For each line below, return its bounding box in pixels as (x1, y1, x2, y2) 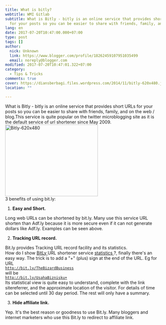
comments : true (5, 76, 37, 81)
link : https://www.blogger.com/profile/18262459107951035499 (9, 53, 138, 58)
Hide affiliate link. (12, 299, 49, 305)
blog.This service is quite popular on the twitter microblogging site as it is (5, 114, 155, 120)
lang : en (5, 26, 23, 31)
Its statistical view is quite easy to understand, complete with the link (5, 280, 145, 285)
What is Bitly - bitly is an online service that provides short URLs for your (5, 103, 153, 109)
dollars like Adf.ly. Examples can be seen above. (5, 225, 103, 231)
